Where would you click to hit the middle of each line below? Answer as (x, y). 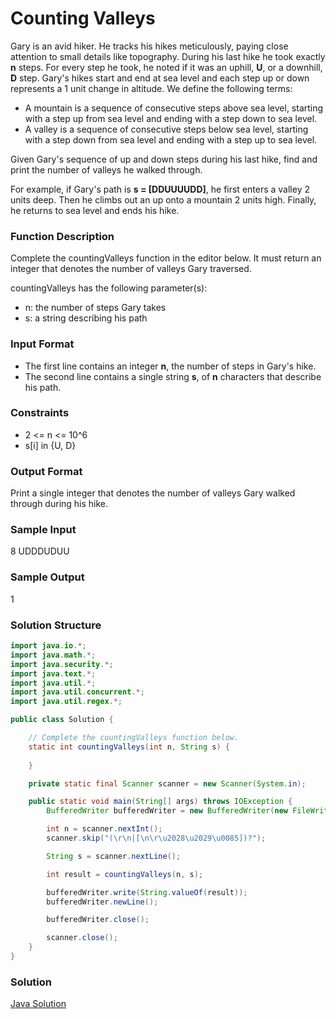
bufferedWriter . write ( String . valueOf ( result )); (147, 892)
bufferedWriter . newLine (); (102, 902)
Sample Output (47, 577)
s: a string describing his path (86, 318)
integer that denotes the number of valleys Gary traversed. (131, 269)
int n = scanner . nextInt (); (104, 829)
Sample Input (43, 530)
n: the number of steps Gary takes (95, 308)
